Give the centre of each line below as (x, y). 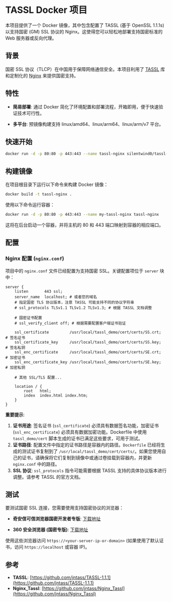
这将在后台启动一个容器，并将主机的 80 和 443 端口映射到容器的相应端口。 (84, 225)
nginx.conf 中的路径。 (36, 464)
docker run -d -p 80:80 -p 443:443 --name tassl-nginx (65, 154)
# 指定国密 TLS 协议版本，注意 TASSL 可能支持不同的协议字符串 (74, 302)
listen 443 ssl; (39, 291)
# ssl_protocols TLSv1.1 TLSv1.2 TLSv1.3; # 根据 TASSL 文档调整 (83, 308)
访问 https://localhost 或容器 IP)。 (52, 547)
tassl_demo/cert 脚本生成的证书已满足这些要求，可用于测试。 (78, 438)
